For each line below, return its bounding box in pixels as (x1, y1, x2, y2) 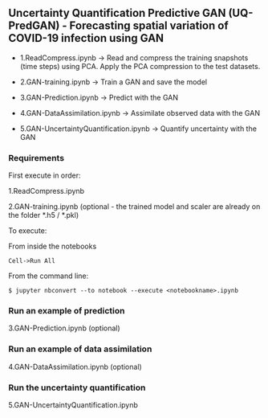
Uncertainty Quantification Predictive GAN (8, 6, 226, 20)
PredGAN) (8, 19, 60, 33)
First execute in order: (8, 170, 82, 180)
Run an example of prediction (8, 305, 125, 317)
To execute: (8, 226, 47, 236)
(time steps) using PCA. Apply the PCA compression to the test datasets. (19, 61, 261, 71)
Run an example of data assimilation (8, 343, 152, 354)
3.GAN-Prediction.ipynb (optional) (8, 323, 120, 333)
